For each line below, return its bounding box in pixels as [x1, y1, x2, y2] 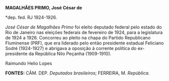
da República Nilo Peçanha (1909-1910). [28, 50, 112, 56]
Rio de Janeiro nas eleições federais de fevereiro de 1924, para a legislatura [5, 29, 163, 35]
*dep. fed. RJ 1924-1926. [5, 14, 58, 20]
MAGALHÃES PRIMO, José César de [5, 5, 82, 10]
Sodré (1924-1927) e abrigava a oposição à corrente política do [5, 45, 137, 51]
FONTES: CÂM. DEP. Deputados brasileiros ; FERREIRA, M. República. [5, 70, 150, 76]
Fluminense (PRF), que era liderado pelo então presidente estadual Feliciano [5, 40, 164, 46]
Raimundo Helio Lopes [5, 60, 52, 66]
